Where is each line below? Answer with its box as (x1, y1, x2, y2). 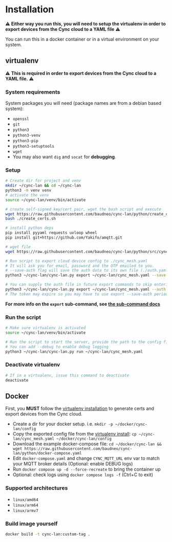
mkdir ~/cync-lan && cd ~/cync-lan (5, 183, 81, 188)
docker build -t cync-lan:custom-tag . (5, 531, 91, 537)
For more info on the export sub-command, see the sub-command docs (5, 301, 160, 307)
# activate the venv (5, 192, 50, 197)
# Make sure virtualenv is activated (5, 326, 86, 331)
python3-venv (12, 133, 41, 138)
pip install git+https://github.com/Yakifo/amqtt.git (5, 235, 123, 240)
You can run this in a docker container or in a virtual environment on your (5, 36, 160, 42)
